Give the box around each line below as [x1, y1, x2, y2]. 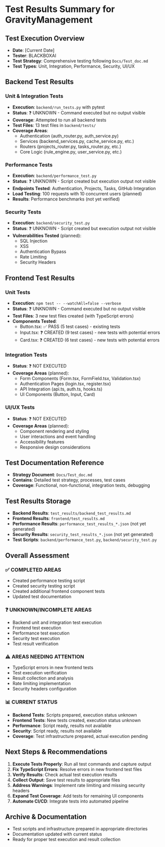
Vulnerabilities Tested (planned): [12, 232, 81, 238]
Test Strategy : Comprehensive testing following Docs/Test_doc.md [12, 58, 149, 63]
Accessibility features [19, 438, 65, 444]
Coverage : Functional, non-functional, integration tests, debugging [12, 482, 151, 488]
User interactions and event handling [19, 433, 96, 439]
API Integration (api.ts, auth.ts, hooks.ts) [19, 386, 103, 392]
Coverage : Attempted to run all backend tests [12, 116, 107, 123]
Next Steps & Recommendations [5, 747, 108, 756]
